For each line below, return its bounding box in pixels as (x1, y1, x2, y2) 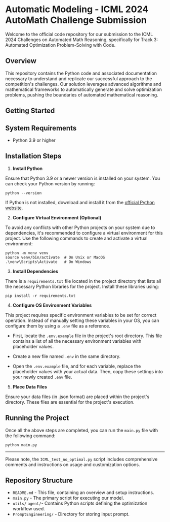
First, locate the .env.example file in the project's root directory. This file (12, 333, 162, 339)
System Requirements (5, 123, 77, 133)
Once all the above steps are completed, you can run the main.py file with (5, 427, 158, 433)
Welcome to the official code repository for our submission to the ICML (5, 31, 153, 37)
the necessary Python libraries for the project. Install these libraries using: (5, 283, 159, 289)
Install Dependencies (12, 268, 58, 274)
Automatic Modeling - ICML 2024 (5, 4, 149, 15)
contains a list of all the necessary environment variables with (12, 338, 142, 344)
